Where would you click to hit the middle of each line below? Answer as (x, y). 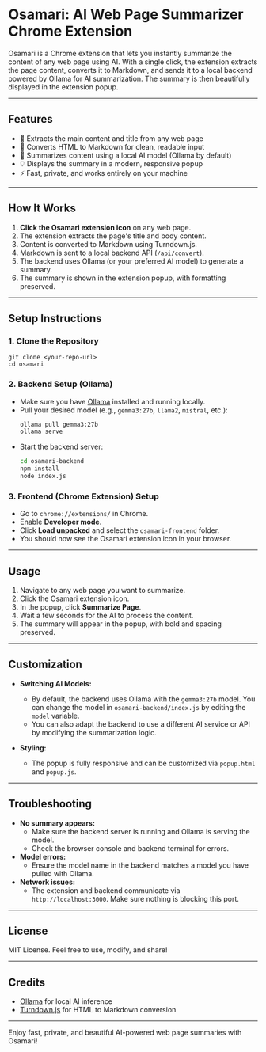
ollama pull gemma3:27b (59, 424)
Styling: (33, 748)
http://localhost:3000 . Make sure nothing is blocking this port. (135, 898)
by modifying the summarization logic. (94, 732)
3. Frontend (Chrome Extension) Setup (84, 496)
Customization (46, 665)
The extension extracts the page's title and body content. (113, 236)
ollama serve (41, 432)
